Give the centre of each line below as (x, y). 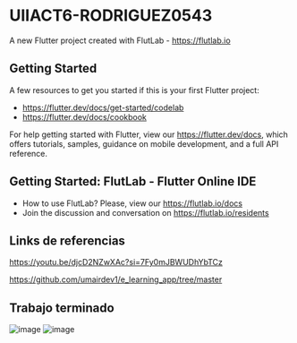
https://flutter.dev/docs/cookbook (85, 116)
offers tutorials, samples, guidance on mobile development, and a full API (144, 143)
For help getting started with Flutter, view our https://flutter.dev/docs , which (149, 134)
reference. (28, 153)
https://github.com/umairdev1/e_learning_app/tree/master (116, 279)
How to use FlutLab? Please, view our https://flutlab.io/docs (132, 203)
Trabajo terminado (62, 308)
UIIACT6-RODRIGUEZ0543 (111, 16)
